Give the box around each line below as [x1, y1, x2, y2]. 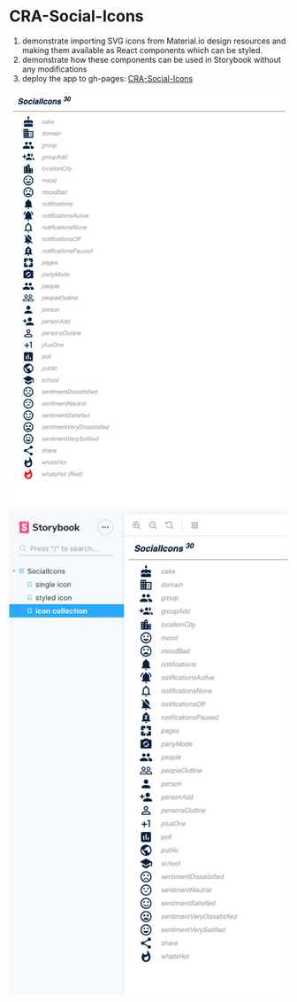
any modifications [21, 64, 88, 74]
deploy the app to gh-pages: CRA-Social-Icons [21, 73, 194, 83]
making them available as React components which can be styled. [21, 44, 263, 55]
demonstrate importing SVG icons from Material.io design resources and [21, 35, 286, 46]
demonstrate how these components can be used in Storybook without [21, 54, 281, 65]
